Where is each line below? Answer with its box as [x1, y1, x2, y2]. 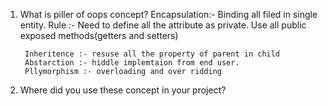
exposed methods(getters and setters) [19, 30, 179, 41]
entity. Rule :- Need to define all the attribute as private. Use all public [19, 19, 307, 31]
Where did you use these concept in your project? [19, 84, 227, 96]
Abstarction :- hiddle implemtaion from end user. [24, 58, 240, 68]
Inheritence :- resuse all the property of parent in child [24, 49, 281, 59]
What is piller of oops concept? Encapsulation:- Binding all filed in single [19, 9, 318, 20]
